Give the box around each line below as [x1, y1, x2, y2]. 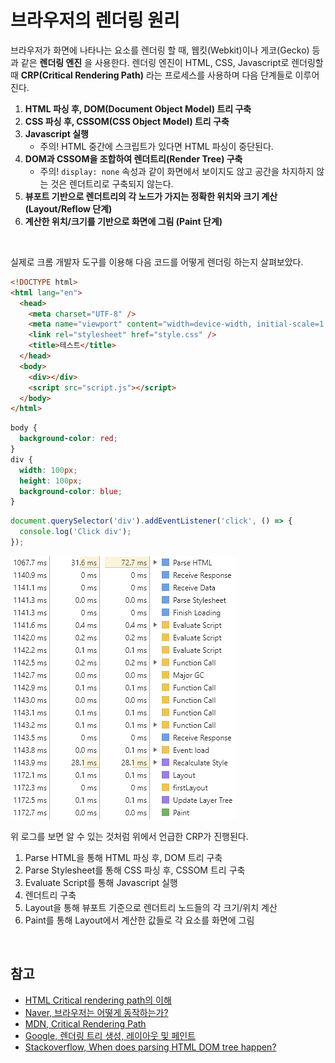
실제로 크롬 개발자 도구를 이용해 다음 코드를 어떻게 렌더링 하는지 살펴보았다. [10, 256, 304, 268]
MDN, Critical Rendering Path [24, 1017, 147, 1030]
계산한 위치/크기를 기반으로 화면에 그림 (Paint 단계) [24, 215, 223, 227]
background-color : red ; [19, 434, 118, 444]
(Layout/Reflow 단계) [24, 202, 113, 215]
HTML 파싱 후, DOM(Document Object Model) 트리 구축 [24, 102, 252, 115]
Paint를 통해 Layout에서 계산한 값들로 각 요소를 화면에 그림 [24, 914, 255, 926]
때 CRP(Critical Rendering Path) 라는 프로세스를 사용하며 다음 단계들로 [10, 69, 293, 81]
